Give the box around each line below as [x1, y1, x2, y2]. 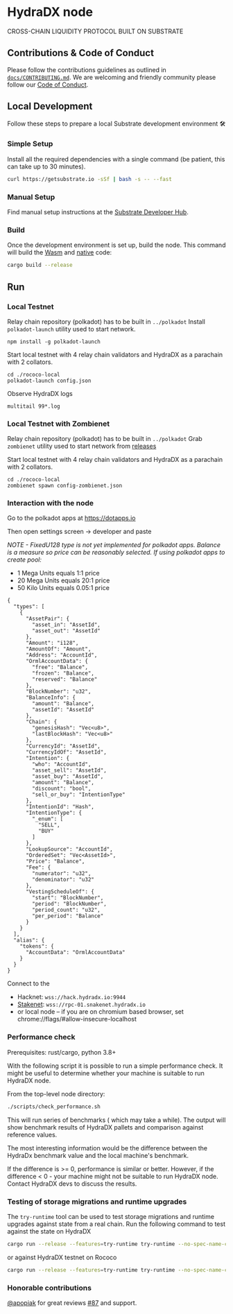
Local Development [7, 101, 93, 112]
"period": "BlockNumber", [32, 901, 107, 908]
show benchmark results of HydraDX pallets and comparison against [7, 1123, 204, 1131]
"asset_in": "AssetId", [32, 621, 101, 628]
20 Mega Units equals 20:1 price [17, 576, 110, 585]
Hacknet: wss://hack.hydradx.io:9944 [17, 993, 126, 1001]
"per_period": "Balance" [32, 913, 104, 919]
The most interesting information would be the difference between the [7, 1143, 208, 1152]
